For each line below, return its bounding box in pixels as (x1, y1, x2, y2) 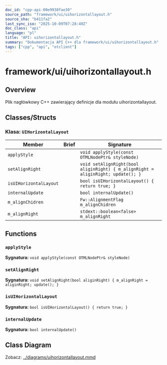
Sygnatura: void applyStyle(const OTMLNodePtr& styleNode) (5, 255, 130, 260)
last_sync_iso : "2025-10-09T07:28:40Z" (5, 21, 88, 26)
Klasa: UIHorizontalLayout (5, 128, 69, 135)
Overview (5, 86, 36, 94)
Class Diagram (5, 341, 51, 350)
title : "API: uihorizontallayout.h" (5, 35, 81, 40)
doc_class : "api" (5, 26, 41, 31)
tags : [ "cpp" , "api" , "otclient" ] (5, 44, 77, 49)
